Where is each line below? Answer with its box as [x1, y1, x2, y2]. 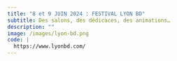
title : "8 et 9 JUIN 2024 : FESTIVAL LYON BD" [7, 10, 146, 18]
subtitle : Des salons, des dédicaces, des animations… [7, 17, 171, 24]
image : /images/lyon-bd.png [7, 29, 90, 37]
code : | [7, 36, 30, 43]
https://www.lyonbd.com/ [13, 43, 86, 50]
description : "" [7, 23, 55, 30]
